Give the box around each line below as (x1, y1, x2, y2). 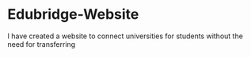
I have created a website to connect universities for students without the (7, 31, 243, 41)
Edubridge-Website (7, 5, 139, 23)
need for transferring (7, 39, 76, 48)
